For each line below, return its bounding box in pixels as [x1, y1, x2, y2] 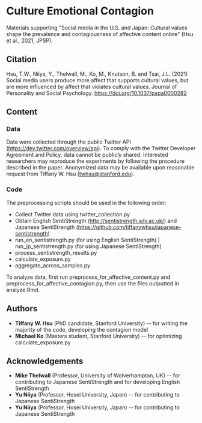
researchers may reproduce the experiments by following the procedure [6, 157, 185, 165]
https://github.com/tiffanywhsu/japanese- [78, 224, 182, 231]
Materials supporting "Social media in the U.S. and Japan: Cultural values [6, 24, 188, 31]
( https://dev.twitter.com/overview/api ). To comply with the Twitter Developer [6, 145, 196, 152]
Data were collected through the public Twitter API [6, 138, 131, 145]
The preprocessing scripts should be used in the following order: [6, 199, 167, 206]
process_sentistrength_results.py [14, 249, 97, 256]
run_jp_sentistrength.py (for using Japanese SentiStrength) [14, 242, 162, 250]
